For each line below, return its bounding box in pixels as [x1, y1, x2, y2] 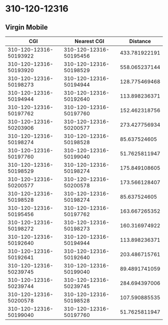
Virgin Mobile [5, 23, 48, 32]
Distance [129, 38, 151, 45]
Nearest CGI [74, 38, 104, 45]
